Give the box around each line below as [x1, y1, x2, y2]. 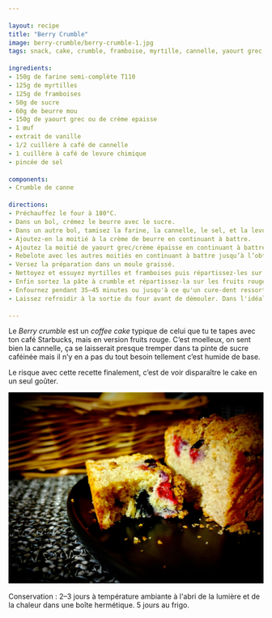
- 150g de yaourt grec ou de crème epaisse [8, 116, 158, 124]
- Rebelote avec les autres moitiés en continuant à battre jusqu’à [8, 252, 244, 260]
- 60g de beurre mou [8, 107, 79, 115]
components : [8, 175, 49, 184]
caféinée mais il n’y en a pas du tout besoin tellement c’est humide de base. [8, 352, 261, 362]
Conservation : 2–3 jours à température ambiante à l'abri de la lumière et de [8, 591, 261, 602]
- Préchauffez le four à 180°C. [8, 210, 117, 218]
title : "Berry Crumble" [8, 30, 89, 38]
